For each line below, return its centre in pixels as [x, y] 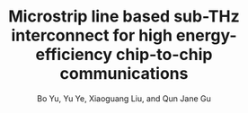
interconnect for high [92, 35]
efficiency [74, 55]
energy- [206, 35]
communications [124, 74]
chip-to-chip [164, 55]
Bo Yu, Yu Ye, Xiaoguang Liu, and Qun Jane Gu [124, 98]
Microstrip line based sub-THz [124, 17]
